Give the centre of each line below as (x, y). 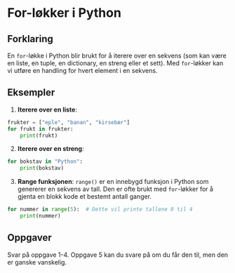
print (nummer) (40, 216)
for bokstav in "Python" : (45, 162)
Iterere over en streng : (51, 149)
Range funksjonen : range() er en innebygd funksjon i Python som (113, 182)
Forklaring (31, 39)
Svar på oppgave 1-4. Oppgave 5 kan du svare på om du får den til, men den (118, 255)
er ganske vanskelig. (37, 262)
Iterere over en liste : (47, 109)
